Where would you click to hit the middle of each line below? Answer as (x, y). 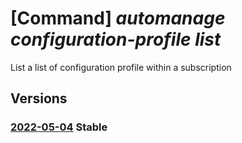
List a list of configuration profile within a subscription (121, 67)
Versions (39, 98)
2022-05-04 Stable (59, 127)
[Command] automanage (118, 18)
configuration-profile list (116, 39)
